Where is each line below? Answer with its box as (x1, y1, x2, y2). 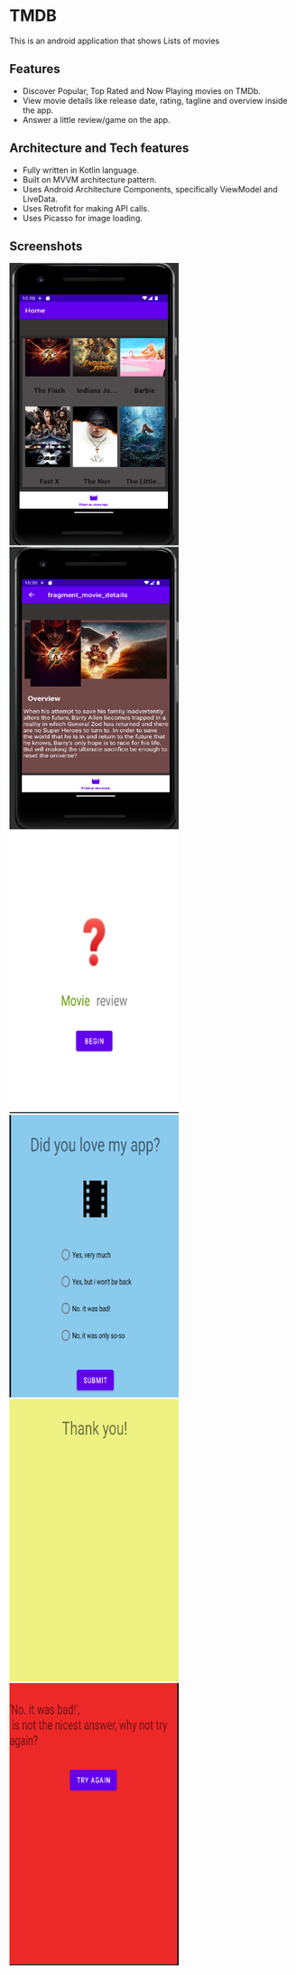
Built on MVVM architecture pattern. (22, 173, 157, 185)
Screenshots (9, 239, 83, 254)
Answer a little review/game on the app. (22, 114, 171, 125)
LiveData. (22, 193, 59, 204)
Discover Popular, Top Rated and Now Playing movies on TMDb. (22, 85, 262, 96)
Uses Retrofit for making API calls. (22, 202, 151, 213)
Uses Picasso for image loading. (22, 212, 143, 223)
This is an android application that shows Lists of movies (9, 35, 220, 46)
